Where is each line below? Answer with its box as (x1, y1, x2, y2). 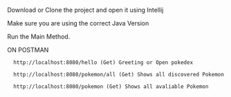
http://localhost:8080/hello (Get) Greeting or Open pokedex (13, 59, 194, 66)
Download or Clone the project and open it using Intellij (7, 6, 164, 14)
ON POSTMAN (7, 46, 49, 54)
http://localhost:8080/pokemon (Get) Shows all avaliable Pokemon (13, 83, 209, 90)
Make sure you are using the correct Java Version (7, 19, 149, 27)
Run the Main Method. (7, 32, 71, 41)
